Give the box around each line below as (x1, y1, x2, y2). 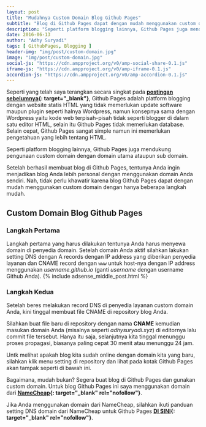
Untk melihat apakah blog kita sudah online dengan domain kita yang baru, (6, 351, 195, 358)
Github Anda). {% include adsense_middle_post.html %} (6, 272, 148, 280)
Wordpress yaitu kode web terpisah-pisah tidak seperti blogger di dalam (6, 114, 189, 122)
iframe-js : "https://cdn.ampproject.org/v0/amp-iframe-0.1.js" (6, 65, 172, 72)
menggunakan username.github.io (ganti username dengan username (6, 265, 184, 273)
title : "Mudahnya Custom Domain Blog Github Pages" (6, 15, 141, 21)
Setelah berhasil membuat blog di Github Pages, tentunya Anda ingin (6, 164, 180, 171)
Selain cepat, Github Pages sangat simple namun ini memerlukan (6, 127, 170, 135)
